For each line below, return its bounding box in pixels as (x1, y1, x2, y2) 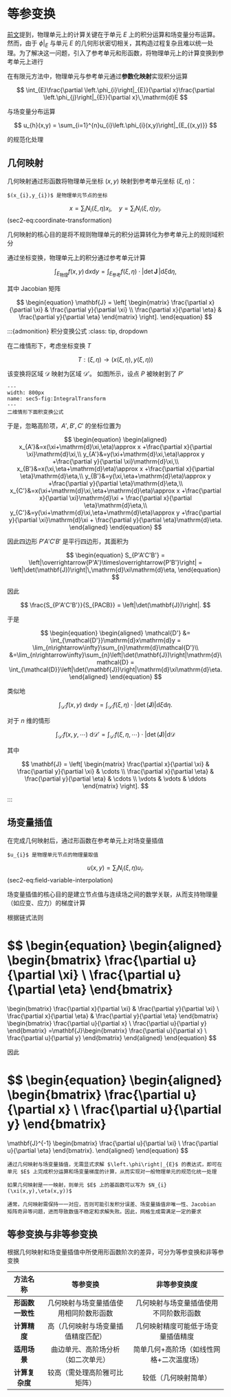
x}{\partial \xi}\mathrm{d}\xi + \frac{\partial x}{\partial (38, 494, 192, 502)
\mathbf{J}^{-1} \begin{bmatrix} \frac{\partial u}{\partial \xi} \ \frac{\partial (7, 1139, 219, 1147)
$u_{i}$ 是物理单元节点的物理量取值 (7, 851, 98, 858)
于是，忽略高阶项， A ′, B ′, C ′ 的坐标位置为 (7, 422, 122, 430)
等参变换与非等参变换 (7, 1228, 98, 1240)
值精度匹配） (64, 1332, 107, 1341)
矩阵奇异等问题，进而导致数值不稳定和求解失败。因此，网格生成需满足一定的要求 (7, 1208, 201, 1215)
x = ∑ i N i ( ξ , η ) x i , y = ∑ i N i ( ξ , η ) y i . (69, 204, 162, 214)
